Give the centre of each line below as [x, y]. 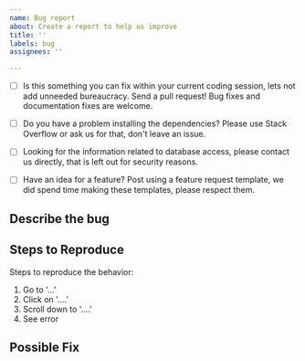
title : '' [28, 35]
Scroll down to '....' [58, 309]
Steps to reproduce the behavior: [72, 271]
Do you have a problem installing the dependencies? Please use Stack [155, 123]
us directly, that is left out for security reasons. [110, 162]
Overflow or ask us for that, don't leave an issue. [114, 134]
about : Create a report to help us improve [94, 27]
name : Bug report [42, 18]
